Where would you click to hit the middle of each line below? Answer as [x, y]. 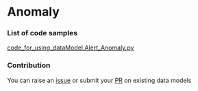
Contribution [29, 65]
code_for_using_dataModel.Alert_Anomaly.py [71, 48]
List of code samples [42, 33]
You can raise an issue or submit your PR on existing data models [99, 80]
